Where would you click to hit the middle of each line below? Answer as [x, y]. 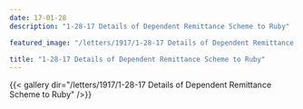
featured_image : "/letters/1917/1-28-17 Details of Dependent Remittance [152, 43]
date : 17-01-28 [38, 18]
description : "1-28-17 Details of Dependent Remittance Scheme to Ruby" [150, 26]
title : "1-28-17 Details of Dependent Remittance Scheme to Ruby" [137, 59]
